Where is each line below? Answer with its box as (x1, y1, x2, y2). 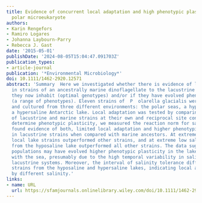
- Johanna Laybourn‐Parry (6, 37, 71, 43)
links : (6, 177, 23, 183)
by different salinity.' (11, 171, 74, 177)
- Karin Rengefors (6, 25, 52, 32)
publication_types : (6, 59, 55, 65)
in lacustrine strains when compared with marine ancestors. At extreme (11, 132, 198, 138)
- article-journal (6, 64, 52, 71)
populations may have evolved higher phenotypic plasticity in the (11, 148, 185, 154)
